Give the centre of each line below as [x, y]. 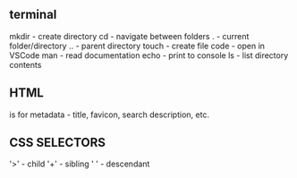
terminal [33, 15]
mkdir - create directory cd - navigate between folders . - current [129, 36]
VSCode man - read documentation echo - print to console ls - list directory [149, 55]
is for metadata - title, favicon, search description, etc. [110, 114]
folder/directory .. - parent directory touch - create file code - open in [137, 46]
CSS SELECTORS [57, 143]
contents [25, 64]
